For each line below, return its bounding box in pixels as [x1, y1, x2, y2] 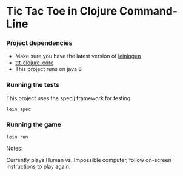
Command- [119, 4, 178, 18]
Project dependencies [6, 39, 73, 47]
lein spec [6, 106, 32, 112]
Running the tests [6, 81, 59, 89]
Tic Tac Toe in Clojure [6, 4, 117, 18]
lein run [6, 134, 28, 140]
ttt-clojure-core [15, 59, 54, 66]
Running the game [6, 120, 62, 129]
